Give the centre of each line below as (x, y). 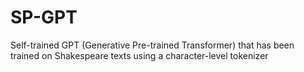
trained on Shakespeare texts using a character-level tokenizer (139, 55)
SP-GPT (44, 17)
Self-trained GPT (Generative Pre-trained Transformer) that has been (152, 45)
